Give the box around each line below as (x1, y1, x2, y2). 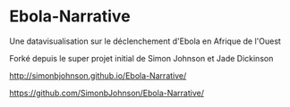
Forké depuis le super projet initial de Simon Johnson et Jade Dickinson (9, 53, 274, 63)
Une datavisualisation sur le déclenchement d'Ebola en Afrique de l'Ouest (9, 36, 282, 46)
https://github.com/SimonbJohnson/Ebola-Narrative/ (9, 87, 204, 98)
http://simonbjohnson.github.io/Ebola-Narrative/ (9, 70, 187, 81)
